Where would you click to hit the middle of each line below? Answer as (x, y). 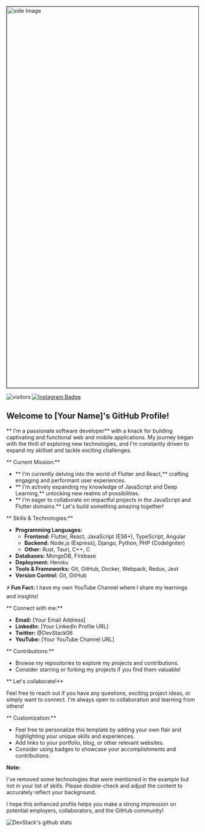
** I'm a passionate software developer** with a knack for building (90, 431)
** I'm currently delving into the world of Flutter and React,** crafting (102, 474)
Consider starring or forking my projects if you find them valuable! (98, 669)
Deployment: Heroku (42, 562)
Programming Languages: (49, 529)
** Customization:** (31, 718)
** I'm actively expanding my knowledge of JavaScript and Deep (96, 487)
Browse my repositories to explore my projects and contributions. (97, 663)
